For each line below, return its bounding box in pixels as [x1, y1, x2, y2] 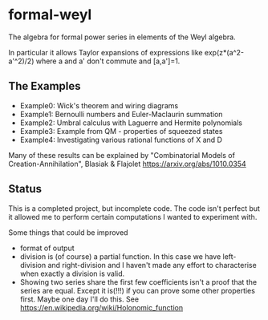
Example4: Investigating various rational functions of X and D [19, 135, 223, 144]
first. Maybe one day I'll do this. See [19, 294, 139, 304]
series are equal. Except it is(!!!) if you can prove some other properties [19, 286, 255, 295]
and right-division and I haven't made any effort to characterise [47, 260, 257, 269]
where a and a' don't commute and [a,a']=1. [35, 56, 181, 66]
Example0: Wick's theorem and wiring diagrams [19, 100, 179, 110]
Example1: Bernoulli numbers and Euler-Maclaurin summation [19, 109, 223, 119]
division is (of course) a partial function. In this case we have [19, 251, 221, 261]
